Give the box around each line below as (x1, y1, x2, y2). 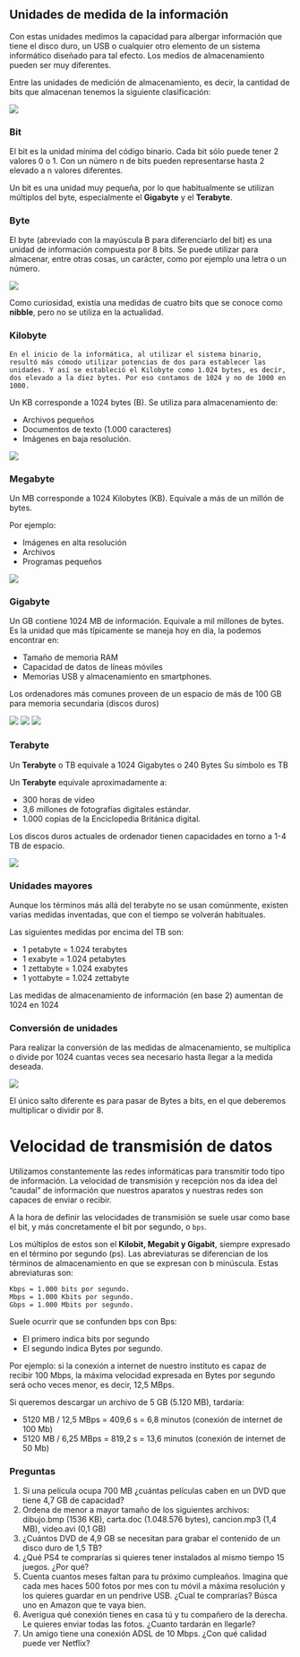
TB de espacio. (9, 840, 65, 851)
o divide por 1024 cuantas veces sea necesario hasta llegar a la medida (9, 1052, 273, 1063)
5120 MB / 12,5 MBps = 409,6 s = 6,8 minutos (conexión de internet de (21, 1414, 284, 1425)
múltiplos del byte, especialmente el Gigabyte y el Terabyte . (9, 192, 233, 203)
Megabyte (9, 473, 56, 485)
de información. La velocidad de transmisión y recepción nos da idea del (9, 1176, 278, 1186)
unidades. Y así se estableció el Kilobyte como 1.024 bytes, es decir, (9, 365, 287, 375)
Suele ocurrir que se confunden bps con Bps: (9, 1316, 177, 1327)
